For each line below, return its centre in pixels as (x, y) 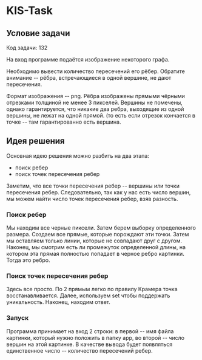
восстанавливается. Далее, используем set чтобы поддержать (88, 295)
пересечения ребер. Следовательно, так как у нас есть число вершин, (99, 192)
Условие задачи (38, 33)
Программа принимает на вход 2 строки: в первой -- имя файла (90, 331)
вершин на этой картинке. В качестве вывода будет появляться (89, 344)
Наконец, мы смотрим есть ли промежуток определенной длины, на (96, 247)
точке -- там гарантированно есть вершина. (64, 122)
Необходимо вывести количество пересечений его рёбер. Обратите (96, 71)
